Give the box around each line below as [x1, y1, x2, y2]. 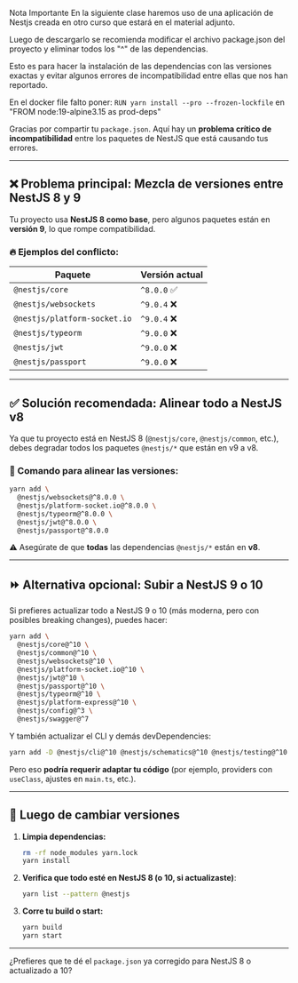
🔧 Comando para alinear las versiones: [9, 464, 179, 476]
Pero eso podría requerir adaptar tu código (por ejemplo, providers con [9, 763, 273, 774]
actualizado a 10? [9, 964, 73, 976]
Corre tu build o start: [21, 906, 104, 916]
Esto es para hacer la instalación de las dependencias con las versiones [9, 61, 272, 71]
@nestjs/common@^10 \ [17, 649, 98, 658]
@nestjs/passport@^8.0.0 [17, 526, 109, 535]
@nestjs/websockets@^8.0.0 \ [17, 493, 125, 502]
